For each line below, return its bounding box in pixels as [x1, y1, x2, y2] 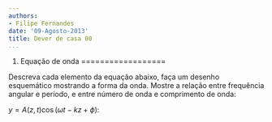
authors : [8, 11, 38, 20]
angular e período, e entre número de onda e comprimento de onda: [8, 90, 237, 99]
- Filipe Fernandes [8, 19, 75, 27]
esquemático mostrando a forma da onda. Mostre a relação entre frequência [8, 81, 265, 90]
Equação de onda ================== [19, 57, 166, 66]
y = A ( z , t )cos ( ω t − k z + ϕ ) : [8, 105, 100, 115]
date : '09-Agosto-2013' [8, 27, 89, 35]
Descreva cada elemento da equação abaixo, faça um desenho [8, 72, 220, 82]
